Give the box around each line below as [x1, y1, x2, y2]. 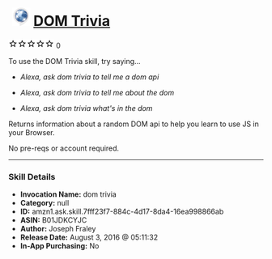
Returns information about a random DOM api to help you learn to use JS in [8, 119, 259, 129]
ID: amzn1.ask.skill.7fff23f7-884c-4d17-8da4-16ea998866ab [19, 206, 224, 217]
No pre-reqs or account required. [8, 143, 120, 153]
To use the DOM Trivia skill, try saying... [8, 56, 141, 66]
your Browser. [8, 127, 55, 137]
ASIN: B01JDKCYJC [19, 215, 87, 225]
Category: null [19, 198, 70, 208]
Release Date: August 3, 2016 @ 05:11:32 [19, 232, 159, 242]
